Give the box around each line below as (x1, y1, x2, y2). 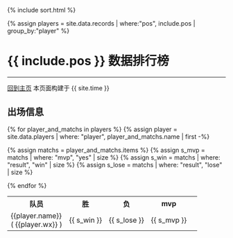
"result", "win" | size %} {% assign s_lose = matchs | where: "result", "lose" (7, 160, 223, 169)
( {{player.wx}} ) (10, 219, 62, 229)
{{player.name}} (10, 211, 62, 221)
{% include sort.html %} (7, 6, 76, 14)
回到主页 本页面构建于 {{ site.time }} (7, 83, 110, 92)
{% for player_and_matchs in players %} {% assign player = (7, 125, 178, 133)
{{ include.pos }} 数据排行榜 (7, 53, 170, 69)
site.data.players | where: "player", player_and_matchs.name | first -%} (7, 132, 210, 141)
